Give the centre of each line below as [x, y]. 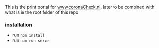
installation [19, 25]
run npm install [28, 35]
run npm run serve [30, 40]
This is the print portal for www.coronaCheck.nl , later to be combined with [80, 7]
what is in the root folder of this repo [42, 12]
